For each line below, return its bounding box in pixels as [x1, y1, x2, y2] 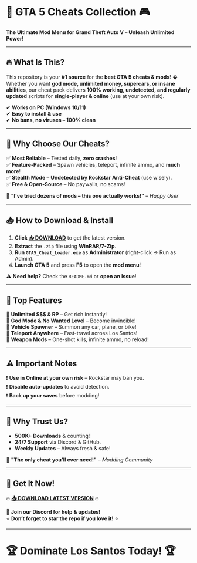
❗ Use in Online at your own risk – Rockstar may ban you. [6, 375, 145, 381]
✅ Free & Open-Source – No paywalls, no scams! [6, 180, 125, 187]
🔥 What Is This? [6, 58, 65, 68]
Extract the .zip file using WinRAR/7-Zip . [14, 242, 117, 250]
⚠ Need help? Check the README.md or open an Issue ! [6, 273, 137, 280]
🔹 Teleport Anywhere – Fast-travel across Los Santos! [6, 330, 138, 337]
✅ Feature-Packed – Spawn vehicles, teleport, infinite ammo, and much [6, 161, 181, 168]
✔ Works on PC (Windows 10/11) [6, 104, 86, 111]
